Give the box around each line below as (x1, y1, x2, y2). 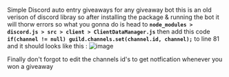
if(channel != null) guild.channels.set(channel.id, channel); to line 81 (7, 35, 219, 43)
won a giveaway (7, 63, 54, 70)
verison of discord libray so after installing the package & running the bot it (7, 13, 219, 21)
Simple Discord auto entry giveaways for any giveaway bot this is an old (7, 6, 212, 14)
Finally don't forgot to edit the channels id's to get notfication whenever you (7, 55, 223, 63)
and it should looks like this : (7, 42, 88, 50)
